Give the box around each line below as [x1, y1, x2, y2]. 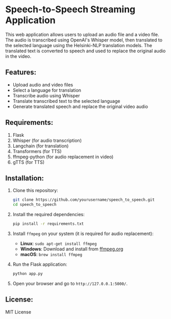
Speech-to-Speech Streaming [5, 4, 136, 15]
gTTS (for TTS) [12, 159, 45, 165]
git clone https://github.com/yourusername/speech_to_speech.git [12, 197, 155, 203]
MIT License [5, 309, 32, 315]
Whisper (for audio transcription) [12, 137, 82, 143]
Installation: [5, 174, 44, 182]
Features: [5, 68, 37, 77]
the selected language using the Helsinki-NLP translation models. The [5, 42, 152, 48]
